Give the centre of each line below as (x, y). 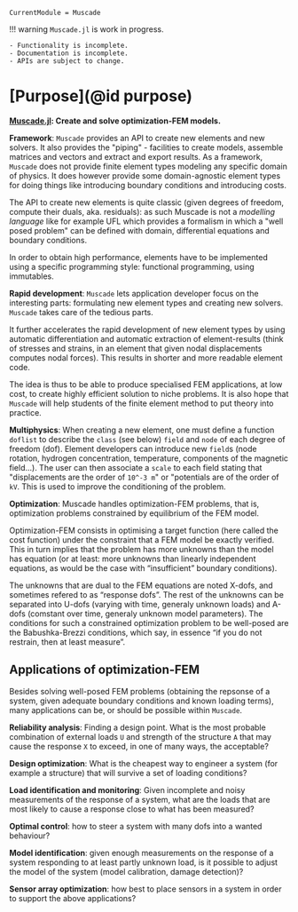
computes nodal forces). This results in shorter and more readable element (146, 357)
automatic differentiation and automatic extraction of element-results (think (146, 338)
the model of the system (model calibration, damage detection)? (126, 871)
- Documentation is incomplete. (69, 53)
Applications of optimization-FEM (104, 670)
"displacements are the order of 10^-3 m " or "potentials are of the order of (144, 477)
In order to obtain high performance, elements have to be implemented (138, 257)
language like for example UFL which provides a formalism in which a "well (146, 221)
